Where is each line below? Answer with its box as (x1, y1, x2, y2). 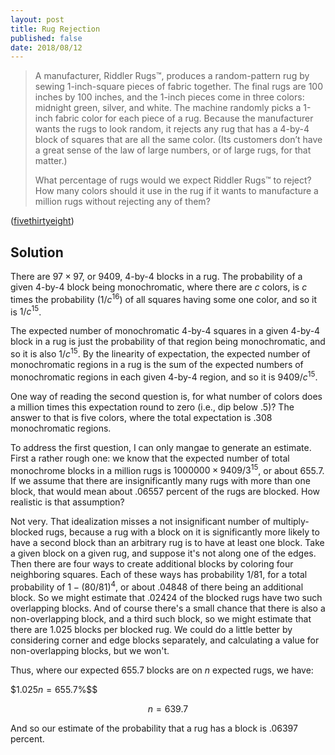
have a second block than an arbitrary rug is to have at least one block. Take (10, 537, 325, 549)
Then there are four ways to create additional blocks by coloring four (10, 558, 294, 570)
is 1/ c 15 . (10, 304, 42, 318)
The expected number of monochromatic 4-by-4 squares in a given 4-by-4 (10, 325, 321, 337)
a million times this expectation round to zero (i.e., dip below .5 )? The (10, 401, 295, 413)
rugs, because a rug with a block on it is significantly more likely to (45, 526, 320, 538)
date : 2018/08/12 (10, 42, 83, 53)
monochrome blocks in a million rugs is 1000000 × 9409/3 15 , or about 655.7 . (10, 462, 325, 476)
